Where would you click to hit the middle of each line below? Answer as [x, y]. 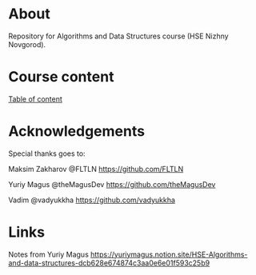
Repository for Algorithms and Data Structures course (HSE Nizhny [119, 36]
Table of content [35, 99]
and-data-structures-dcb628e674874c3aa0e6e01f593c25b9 [109, 263]
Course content [61, 77]
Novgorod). [27, 44]
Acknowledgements [77, 132]
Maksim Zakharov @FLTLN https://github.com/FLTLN [96, 169]
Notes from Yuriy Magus [49, 254]
